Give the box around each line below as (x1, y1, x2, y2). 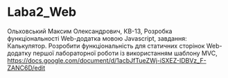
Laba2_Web (7, 4, 77, 20)
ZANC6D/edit (7, 64, 46, 72)
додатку (7, 49, 32, 57)
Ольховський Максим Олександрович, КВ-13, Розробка (7, 27, 173, 35)
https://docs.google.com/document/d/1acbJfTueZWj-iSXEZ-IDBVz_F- (7, 56, 207, 64)
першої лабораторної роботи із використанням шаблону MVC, (33, 49, 218, 57)
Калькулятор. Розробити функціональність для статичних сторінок (7, 41, 205, 50)
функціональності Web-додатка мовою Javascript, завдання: (7, 34, 187, 42)
